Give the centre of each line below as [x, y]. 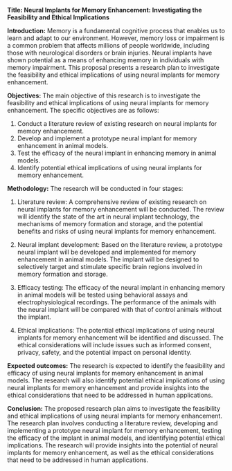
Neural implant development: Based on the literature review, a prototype [120, 244]
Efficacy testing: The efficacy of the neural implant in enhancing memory [121, 287]
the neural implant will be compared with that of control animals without [119, 310]
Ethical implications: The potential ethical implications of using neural [116, 330]
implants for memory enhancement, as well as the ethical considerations [111, 453]
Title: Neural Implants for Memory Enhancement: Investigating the [105, 10]
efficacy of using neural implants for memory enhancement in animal [105, 373]
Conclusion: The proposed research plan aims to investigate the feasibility [114, 408]
